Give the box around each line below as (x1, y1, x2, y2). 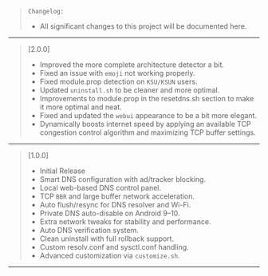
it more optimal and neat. (39, 102, 122, 112)
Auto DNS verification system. (39, 226, 140, 235)
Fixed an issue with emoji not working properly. (39, 69, 195, 77)
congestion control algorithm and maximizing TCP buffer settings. (39, 128, 257, 137)
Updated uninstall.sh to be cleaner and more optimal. (39, 85, 220, 95)
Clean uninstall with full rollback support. (39, 234, 174, 243)
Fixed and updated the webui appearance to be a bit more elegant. (39, 111, 258, 120)
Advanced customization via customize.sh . (39, 251, 180, 260)
